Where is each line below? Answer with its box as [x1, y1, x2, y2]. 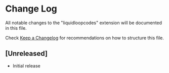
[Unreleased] [5, 49, 48, 58]
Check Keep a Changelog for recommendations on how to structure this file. [5, 35, 164, 41]
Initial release [12, 62, 40, 68]
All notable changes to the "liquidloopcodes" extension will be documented [5, 20, 162, 26]
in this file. [5, 25, 27, 31]
